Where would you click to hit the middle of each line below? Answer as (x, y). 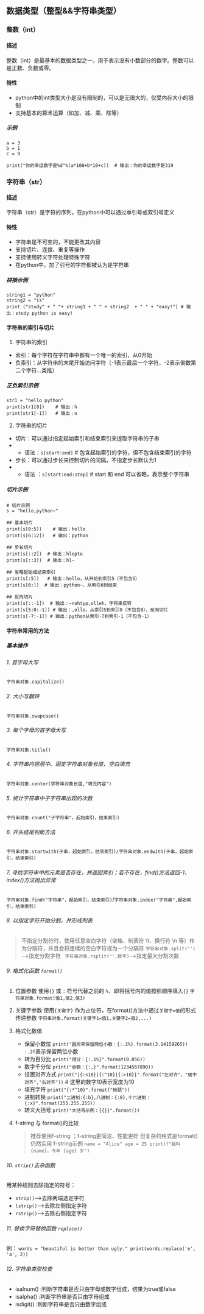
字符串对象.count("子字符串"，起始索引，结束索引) (63, 818)
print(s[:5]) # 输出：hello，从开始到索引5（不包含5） (73, 579)
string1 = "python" (31, 295)
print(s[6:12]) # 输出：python (47, 536)
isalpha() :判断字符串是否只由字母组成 (62, 1296)
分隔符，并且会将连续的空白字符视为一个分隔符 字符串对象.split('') (111, 948)
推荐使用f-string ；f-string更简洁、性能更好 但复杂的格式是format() (114, 1136)
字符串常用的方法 (28, 631)
